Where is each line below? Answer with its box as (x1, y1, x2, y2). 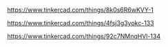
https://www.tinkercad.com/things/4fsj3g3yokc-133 (7, 19, 154, 27)
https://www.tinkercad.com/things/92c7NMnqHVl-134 (7, 32, 161, 40)
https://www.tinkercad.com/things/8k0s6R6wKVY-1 (7, 6, 154, 14)
